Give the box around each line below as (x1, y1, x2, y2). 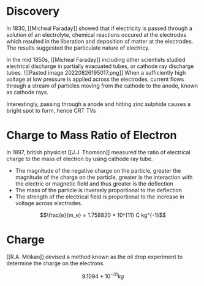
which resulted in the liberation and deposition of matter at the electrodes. (6, 37, 194, 45)
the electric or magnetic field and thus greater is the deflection (15, 179, 173, 187)
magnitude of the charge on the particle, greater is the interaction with (15, 173, 193, 181)
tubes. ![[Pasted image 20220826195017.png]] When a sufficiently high (6, 69, 186, 76)
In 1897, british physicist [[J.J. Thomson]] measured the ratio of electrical (6, 148, 191, 156)
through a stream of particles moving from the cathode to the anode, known (6, 81, 198, 89)
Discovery (6, 4, 60, 18)
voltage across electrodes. (15, 199, 83, 206)
